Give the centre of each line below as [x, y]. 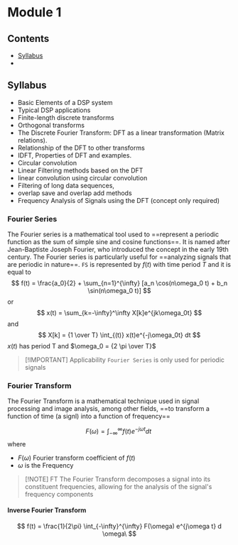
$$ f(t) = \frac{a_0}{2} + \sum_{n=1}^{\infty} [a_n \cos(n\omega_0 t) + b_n [119, 283]
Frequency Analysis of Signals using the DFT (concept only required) [119, 200]
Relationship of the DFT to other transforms [81, 148]
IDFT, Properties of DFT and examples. [75, 155]
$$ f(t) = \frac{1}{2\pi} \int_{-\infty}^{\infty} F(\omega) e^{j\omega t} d [119, 527]
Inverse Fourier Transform [47, 510]
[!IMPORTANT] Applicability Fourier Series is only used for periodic [125, 360]
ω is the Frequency [45, 465]
